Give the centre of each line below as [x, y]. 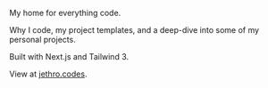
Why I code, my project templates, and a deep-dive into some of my [134, 30]
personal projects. [42, 40]
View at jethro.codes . [48, 74]
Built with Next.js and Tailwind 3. [69, 56]
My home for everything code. [65, 13]
